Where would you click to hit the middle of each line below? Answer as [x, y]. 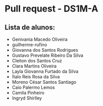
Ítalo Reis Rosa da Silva [36, 77]
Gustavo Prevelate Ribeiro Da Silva [47, 55]
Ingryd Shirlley [27, 98]
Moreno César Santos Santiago [44, 82]
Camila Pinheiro [28, 93]
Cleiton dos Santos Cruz [37, 61]
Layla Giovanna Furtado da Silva [45, 71]
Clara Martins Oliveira [34, 66]
